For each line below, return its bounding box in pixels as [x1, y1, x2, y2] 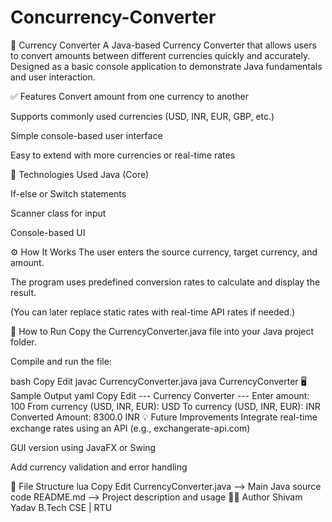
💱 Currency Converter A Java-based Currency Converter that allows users [10, 39, 317, 51]
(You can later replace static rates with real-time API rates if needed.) [10, 306, 296, 318]
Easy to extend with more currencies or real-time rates [10, 149, 236, 161]
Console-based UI [10, 226, 86, 238]
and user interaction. [10, 71, 96, 83]
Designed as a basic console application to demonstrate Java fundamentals [10, 60, 323, 72]
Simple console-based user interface [10, 129, 163, 141]
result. [10, 286, 37, 298]
